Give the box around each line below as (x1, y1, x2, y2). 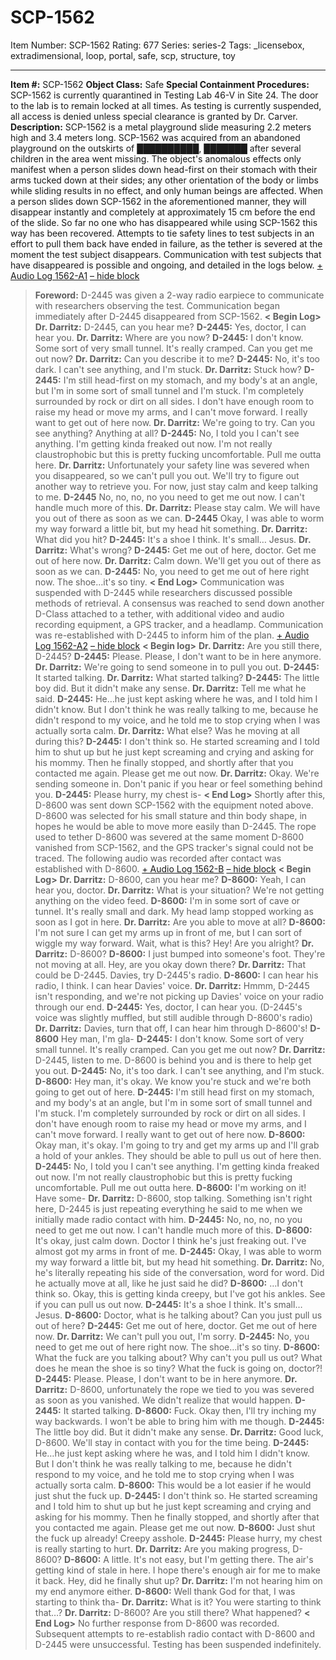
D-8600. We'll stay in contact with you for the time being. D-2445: (34, 1436, 310, 1448)
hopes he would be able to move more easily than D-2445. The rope (34, 820, 317, 832)
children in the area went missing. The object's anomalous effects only (10, 152, 302, 165)
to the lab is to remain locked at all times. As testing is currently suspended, (10, 99, 322, 111)
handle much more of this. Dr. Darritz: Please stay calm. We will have (34, 501, 321, 513)
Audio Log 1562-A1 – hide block (10, 269, 140, 281)
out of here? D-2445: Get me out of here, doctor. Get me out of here (34, 1319, 318, 1331)
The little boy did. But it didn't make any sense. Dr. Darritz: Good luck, (34, 1426, 324, 1438)
